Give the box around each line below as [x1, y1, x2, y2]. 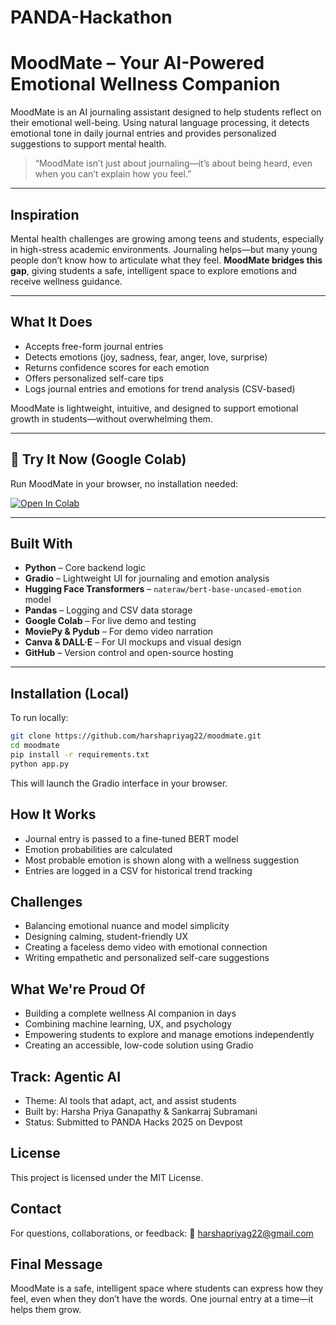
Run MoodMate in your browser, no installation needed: [10, 477, 239, 490]
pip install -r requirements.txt [10, 749, 150, 760]
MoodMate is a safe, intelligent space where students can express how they [10, 1282, 324, 1295]
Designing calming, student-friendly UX [24, 931, 188, 943]
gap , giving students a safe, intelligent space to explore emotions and [10, 264, 298, 276]
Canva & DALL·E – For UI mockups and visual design [24, 636, 242, 648]
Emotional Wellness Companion [10, 73, 281, 96]
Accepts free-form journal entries [24, 340, 164, 352]
